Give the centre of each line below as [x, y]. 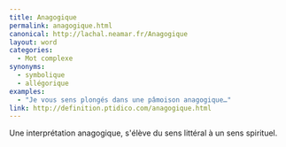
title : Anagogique [43, 17]
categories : [31, 50]
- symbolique [41, 75]
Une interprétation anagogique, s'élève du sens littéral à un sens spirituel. [143, 133]
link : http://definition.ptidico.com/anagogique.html [111, 108]
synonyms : [27, 67]
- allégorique [43, 83]
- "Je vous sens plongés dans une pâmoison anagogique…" [124, 100]
